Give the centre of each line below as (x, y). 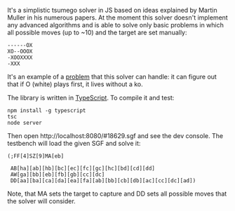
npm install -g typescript (47, 111)
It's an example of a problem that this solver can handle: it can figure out (112, 77)
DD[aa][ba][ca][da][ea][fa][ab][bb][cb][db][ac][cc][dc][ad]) (103, 181)
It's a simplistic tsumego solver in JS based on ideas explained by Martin (112, 10)
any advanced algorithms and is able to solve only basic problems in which (116, 25)
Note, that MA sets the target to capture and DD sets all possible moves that (117, 193)
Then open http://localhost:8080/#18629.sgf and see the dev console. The (115, 136)
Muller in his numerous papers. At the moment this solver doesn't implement (117, 18)
